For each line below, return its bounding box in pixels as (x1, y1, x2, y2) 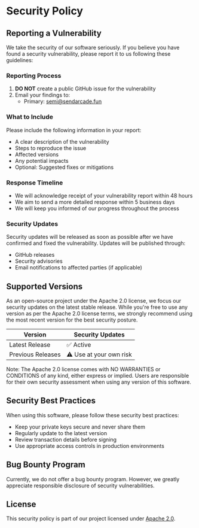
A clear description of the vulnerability (14, 138, 109, 145)
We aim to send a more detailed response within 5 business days (14, 198, 175, 205)
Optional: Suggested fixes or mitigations (14, 163, 114, 171)
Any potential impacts (14, 157, 69, 164)
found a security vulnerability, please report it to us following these (6, 50, 171, 57)
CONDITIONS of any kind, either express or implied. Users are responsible (6, 372, 189, 379)
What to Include (6, 113, 54, 121)
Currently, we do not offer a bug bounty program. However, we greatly (6, 475, 180, 483)
